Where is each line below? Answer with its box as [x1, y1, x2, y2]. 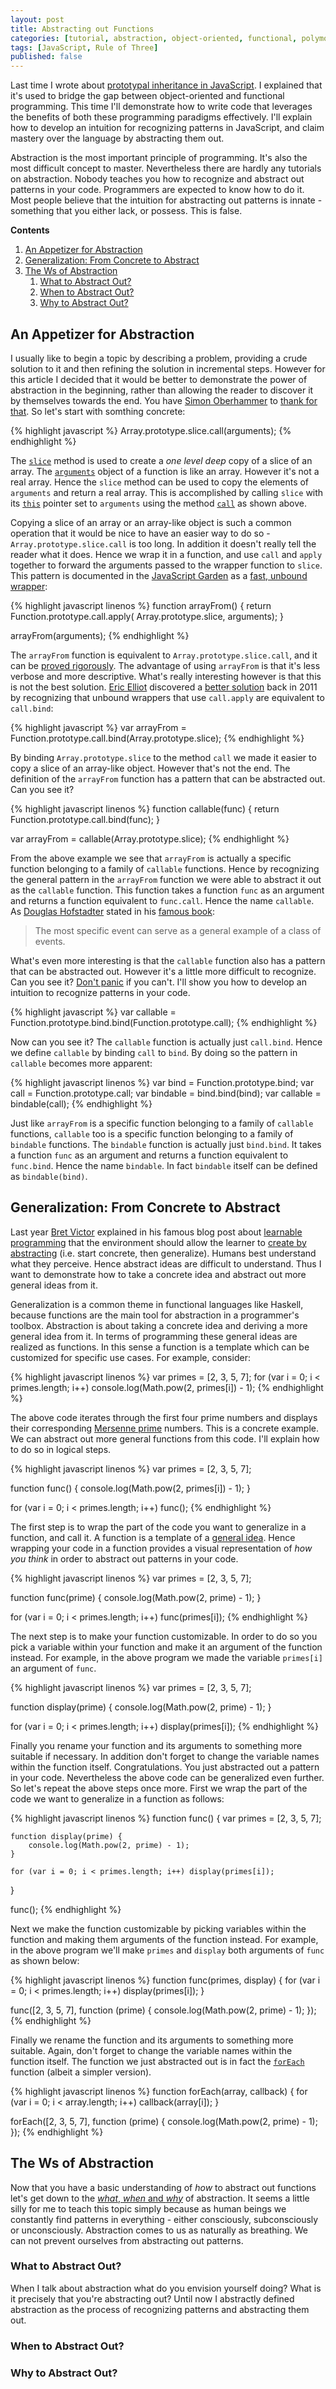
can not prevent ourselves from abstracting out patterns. [10, 2234, 244, 2246]
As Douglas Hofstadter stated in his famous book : [10, 905, 215, 917]
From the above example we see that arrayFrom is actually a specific [10, 852, 292, 864]
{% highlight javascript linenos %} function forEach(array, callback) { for [10, 2085, 308, 2097]
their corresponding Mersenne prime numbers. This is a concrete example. [10, 1422, 320, 1434]
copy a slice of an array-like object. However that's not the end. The [10, 762, 291, 774]
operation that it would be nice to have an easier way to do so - [10, 527, 271, 539]
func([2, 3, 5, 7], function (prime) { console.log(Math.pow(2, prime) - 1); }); [10, 2004, 317, 2016]
